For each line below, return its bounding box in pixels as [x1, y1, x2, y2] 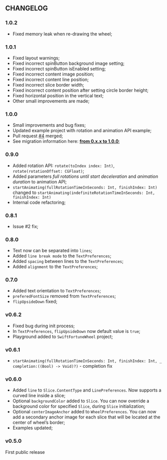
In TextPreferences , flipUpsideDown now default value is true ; [12, 328, 141, 334]
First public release [5, 449, 45, 455]
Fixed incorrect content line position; [12, 76, 89, 83]
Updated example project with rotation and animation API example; [12, 128, 152, 134]
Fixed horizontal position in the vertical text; [12, 92, 104, 98]
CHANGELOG [5, 4, 48, 13]
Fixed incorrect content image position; [12, 71, 94, 77]
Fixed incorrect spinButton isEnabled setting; [12, 65, 106, 71]
